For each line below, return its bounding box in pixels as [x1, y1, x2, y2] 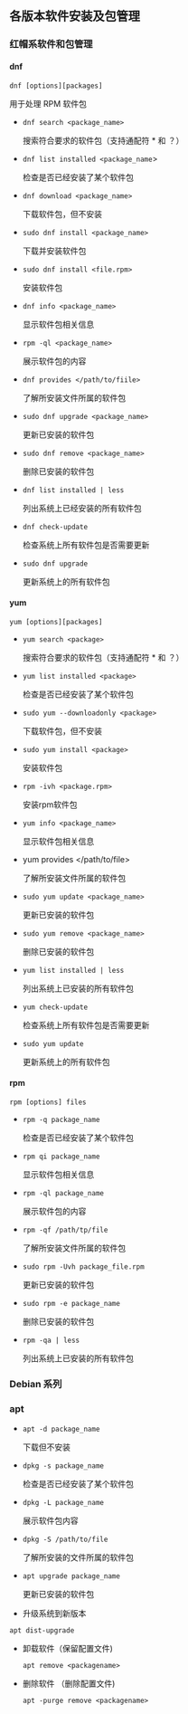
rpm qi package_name [22, 1152, 100, 1161]
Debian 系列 [9, 1377, 62, 1390]
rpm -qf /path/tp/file [22, 1225, 108, 1234]
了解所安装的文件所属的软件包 [22, 1552, 134, 1563]
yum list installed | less [22, 966, 125, 975]
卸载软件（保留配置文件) [22, 1643, 113, 1654]
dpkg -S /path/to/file [22, 1535, 108, 1545]
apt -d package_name [22, 1424, 100, 1434]
